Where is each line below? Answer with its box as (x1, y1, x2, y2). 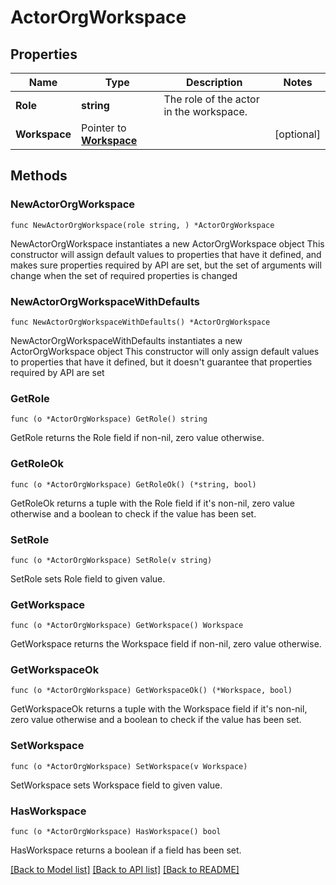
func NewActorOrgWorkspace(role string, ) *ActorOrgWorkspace (10, 220, 275, 230)
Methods (10, 167, 68, 185)
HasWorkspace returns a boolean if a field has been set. (10, 844, 242, 856)
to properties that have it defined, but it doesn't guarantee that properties (10, 356, 313, 368)
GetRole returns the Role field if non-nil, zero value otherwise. (10, 432, 265, 444)
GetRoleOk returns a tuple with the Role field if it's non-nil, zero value (10, 497, 296, 509)
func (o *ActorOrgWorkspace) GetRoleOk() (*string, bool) (10, 479, 257, 490)
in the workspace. (163, 105, 248, 118)
